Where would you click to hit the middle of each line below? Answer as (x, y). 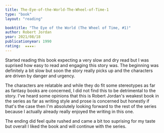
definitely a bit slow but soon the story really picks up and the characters (79, 70)
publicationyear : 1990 (28, 42)
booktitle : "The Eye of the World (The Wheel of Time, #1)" (68, 28)
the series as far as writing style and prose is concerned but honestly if (77, 101)
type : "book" (18, 14)
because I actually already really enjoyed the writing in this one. (70, 111)
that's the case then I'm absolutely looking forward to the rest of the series (81, 106)
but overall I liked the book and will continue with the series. (66, 126)
